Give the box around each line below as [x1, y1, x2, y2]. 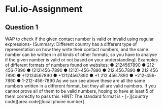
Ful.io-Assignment [5, 3, 83, 15]
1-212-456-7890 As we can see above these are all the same [22, 78, 145, 83]
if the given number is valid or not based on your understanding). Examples [5, 57, 158, 62]
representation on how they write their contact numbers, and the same [5, 47, 149, 52]
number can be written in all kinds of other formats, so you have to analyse [5, 52, 157, 57]
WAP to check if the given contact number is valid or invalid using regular [5, 36, 154, 42]
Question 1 [5, 23, 38, 31]
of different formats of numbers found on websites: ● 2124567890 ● [5, 62, 146, 68]
